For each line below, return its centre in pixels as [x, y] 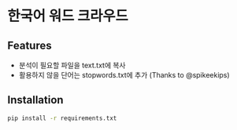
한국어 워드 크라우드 [68, 16]
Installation [35, 100]
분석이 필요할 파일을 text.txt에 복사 [72, 65]
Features [30, 45]
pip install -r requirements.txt [62, 118]
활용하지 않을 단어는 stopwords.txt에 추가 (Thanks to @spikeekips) [124, 75]
